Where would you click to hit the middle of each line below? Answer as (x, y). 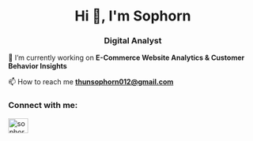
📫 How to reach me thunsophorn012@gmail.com (91, 82)
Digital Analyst (133, 41)
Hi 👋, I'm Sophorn (133, 16)
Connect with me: (43, 106)
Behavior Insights (38, 66)
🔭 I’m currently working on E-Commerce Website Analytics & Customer (126, 58)
